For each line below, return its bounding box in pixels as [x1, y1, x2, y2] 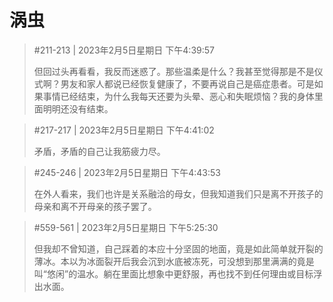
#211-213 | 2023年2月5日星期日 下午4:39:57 [33, 44, 215, 56]
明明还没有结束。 [42, 102, 114, 115]
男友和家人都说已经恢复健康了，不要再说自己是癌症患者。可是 [60, 77, 315, 90]
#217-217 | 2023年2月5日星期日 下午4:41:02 [33, 124, 215, 136]
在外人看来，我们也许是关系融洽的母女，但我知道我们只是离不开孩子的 [33, 187, 324, 200]
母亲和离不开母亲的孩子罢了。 [33, 200, 157, 212]
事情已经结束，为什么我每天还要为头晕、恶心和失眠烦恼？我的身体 [42, 90, 315, 102]
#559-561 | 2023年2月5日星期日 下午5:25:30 [33, 221, 219, 233]
